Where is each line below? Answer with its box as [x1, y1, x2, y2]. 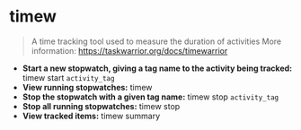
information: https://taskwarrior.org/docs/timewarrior [31, 45, 228, 56]
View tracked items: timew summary [22, 110, 161, 121]
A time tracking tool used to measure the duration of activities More [31, 36, 282, 47]
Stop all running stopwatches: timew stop [22, 100, 181, 111]
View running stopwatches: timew [22, 82, 153, 92]
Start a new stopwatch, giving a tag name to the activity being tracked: [22, 63, 293, 74]
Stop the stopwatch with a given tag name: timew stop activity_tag [22, 91, 279, 102]
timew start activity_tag [22, 72, 115, 82]
